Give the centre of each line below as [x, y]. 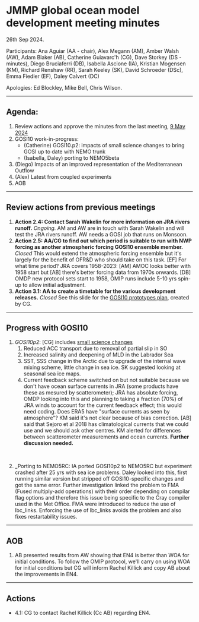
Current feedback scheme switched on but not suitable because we [106, 380]
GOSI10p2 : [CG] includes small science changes [74, 342]
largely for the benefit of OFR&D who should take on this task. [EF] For [100, 260]
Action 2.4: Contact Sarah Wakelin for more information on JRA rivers [102, 222]
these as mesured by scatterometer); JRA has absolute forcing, [101, 393]
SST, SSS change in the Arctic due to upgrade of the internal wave [105, 361]
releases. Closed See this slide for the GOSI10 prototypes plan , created [102, 297]
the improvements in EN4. [46, 574]
